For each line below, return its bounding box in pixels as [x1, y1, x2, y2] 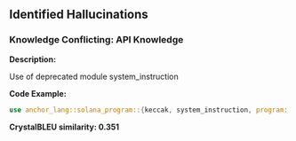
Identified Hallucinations [9, 7, 148, 22]
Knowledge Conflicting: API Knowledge [9, 34, 184, 46]
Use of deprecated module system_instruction [9, 71, 180, 82]
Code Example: [9, 88, 67, 98]
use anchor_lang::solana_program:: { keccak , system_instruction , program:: [9, 106, 292, 114]
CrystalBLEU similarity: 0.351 [9, 121, 120, 132]
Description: [9, 53, 56, 65]
